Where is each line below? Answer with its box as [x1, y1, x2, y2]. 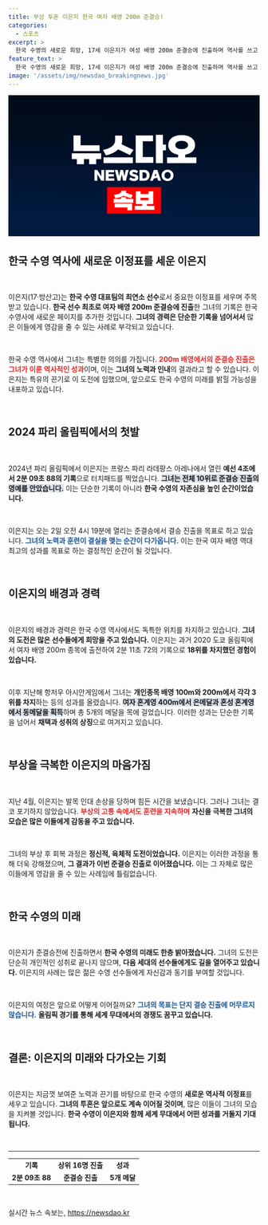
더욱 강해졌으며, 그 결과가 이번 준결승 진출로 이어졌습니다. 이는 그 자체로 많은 [16, 858, 254, 869]
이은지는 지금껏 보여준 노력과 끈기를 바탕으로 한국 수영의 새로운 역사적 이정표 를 [8, 1089, 253, 1099]
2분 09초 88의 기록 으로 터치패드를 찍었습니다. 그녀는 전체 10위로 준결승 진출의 [16, 473, 259, 483]
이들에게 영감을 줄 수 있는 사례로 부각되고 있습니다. [16, 322, 174, 332]
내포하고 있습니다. [8, 384, 65, 394]
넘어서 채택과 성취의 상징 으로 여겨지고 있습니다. [16, 717, 164, 727]
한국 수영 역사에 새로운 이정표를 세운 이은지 [8, 254, 207, 267]
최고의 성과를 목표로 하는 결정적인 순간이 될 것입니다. [8, 546, 172, 555]
